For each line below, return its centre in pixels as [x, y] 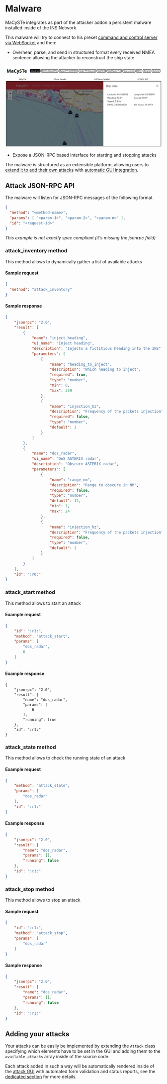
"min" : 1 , [60, 506]
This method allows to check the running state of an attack [65, 758]
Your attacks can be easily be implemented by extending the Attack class [80, 1046]
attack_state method [31, 747]
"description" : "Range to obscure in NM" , [94, 485]
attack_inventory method [36, 251]
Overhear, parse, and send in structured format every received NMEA [83, 52]
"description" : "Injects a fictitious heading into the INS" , [97, 348]
